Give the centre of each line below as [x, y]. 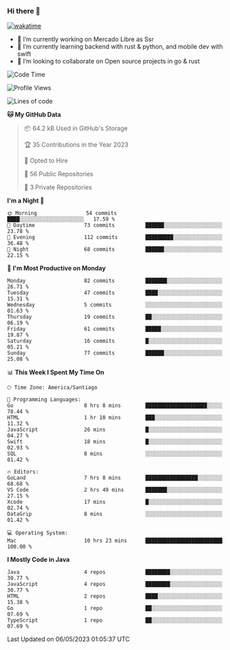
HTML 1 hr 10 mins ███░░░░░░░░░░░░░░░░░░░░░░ [115, 418]
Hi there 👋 [24, 11]
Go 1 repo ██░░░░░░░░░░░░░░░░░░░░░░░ [115, 609]
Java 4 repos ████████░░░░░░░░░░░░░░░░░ [115, 572]
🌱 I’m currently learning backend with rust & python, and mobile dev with [120, 47]
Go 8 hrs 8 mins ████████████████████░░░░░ [115, 406]
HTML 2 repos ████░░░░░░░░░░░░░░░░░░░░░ [115, 596]
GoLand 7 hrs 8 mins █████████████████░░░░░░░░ [115, 478]
